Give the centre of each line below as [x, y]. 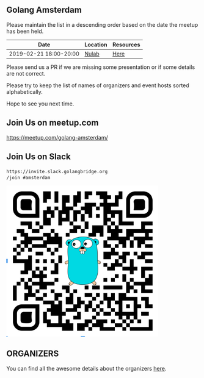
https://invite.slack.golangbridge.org [57, 171]
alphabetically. [24, 92]
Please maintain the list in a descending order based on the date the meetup [102, 24]
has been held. [25, 31]
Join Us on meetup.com [53, 123]
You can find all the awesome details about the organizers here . [86, 368]
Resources [126, 45]
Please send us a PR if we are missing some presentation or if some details [101, 67]
